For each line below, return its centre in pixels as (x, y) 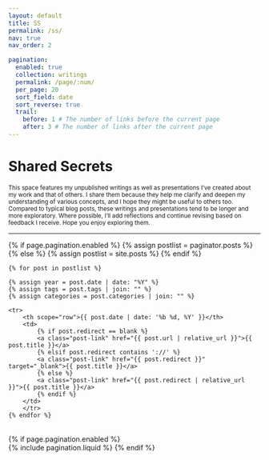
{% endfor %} (30, 415)
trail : (26, 112)
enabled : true (39, 68)
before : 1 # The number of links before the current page (121, 120)
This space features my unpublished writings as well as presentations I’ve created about (130, 188)
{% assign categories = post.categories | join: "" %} (102, 296)
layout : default (35, 16)
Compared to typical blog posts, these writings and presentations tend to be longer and (128, 209)
